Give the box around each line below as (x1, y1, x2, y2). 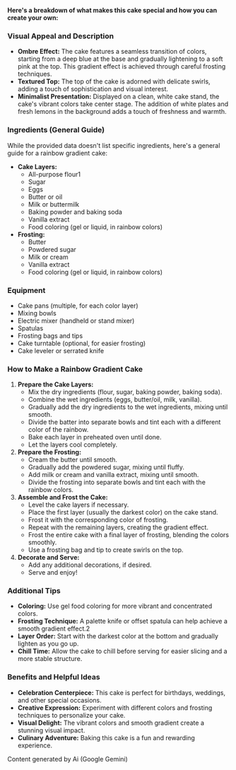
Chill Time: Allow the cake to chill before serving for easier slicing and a (17, 647, 228, 655)
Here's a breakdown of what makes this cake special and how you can (7, 6, 218, 14)
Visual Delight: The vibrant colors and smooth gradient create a (17, 718, 205, 727)
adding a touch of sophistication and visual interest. (17, 85, 168, 93)
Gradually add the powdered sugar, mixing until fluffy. (28, 463, 185, 471)
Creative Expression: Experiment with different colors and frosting (17, 703, 213, 712)
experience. (17, 741, 53, 749)
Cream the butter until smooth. (28, 456, 118, 464)
